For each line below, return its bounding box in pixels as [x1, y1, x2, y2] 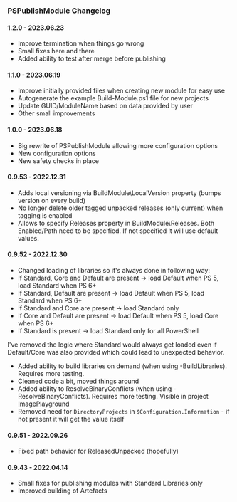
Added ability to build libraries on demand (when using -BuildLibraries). [17, 362, 228, 370]
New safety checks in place [17, 156, 100, 165]
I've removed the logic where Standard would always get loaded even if [7, 340, 217, 349]
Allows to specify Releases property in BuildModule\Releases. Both [17, 219, 215, 227]
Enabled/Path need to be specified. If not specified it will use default [17, 226, 218, 235]
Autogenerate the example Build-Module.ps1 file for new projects [17, 94, 209, 103]
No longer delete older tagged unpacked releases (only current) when [17, 204, 223, 212]
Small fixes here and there [17, 47, 95, 56]
